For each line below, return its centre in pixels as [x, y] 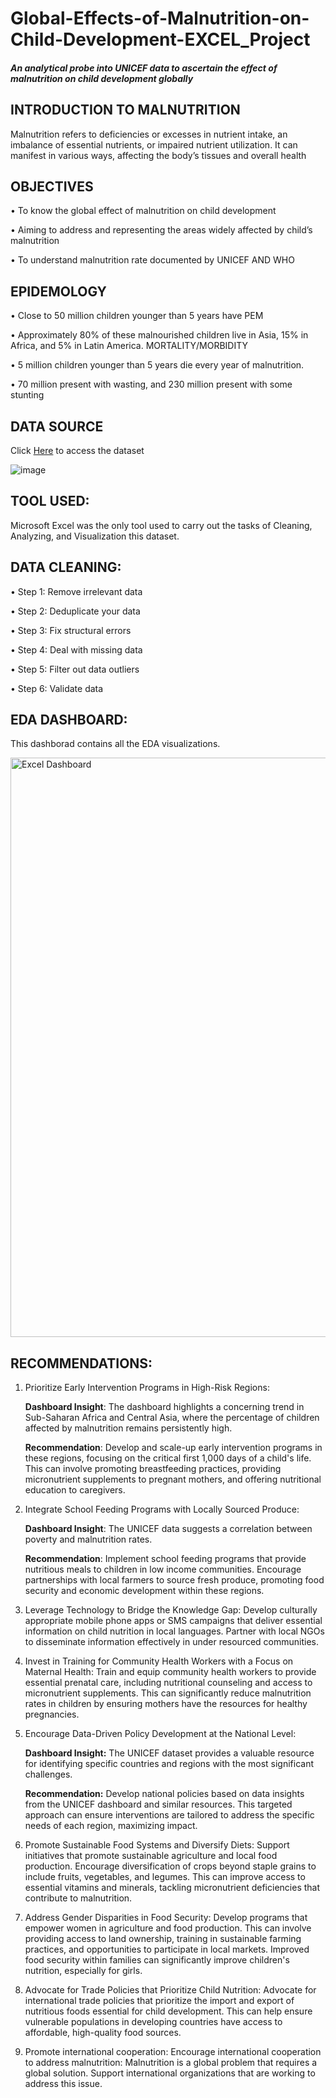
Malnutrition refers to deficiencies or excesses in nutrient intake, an [149, 134]
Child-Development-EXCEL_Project [160, 39]
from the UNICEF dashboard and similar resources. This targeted [158, 1804]
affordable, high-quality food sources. [103, 2033]
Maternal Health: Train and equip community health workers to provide [170, 1672]
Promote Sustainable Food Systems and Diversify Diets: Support [157, 1845]
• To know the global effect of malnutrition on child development [143, 211]
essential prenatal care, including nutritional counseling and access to [168, 1683]
